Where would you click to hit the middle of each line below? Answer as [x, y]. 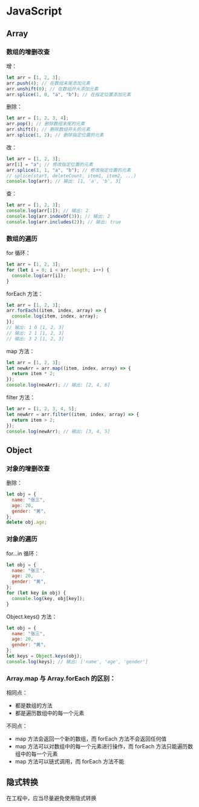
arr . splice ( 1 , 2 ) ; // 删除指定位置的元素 [55, 135]
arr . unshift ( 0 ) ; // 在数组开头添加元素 [52, 89]
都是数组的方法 [34, 705]
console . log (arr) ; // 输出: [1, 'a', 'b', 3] [64, 181]
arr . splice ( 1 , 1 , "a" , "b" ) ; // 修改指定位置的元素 [69, 170]
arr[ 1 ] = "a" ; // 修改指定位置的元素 [50, 165]
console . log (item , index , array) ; [55, 316]
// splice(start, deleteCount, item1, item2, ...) [71, 176]
